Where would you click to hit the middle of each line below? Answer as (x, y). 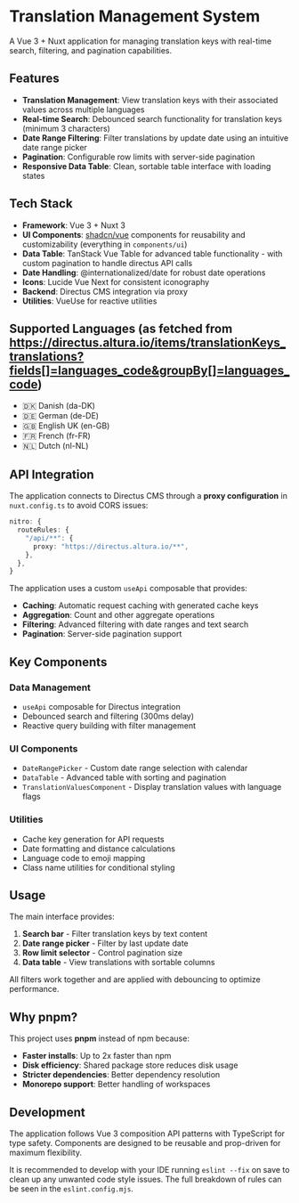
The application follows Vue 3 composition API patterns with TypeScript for (147, 1134)
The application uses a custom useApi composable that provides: (128, 589)
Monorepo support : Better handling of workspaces (116, 1085)
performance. (34, 989)
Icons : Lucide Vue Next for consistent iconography (116, 281)
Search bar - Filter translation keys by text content (114, 934)
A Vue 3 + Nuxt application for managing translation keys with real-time (141, 41)
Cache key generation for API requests (93, 839)
